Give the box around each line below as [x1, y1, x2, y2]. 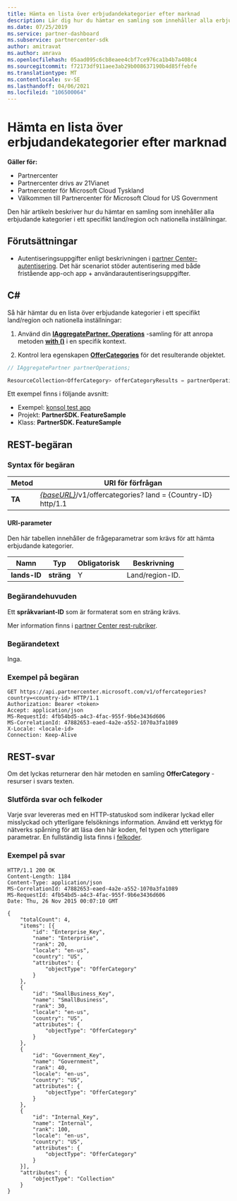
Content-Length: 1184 [7, 872, 71, 880]
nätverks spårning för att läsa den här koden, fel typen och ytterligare [7, 826, 209, 834]
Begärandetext [7, 639, 60, 649]
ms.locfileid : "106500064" [7, 89, 87, 96]
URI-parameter [7, 518, 52, 527]
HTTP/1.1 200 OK [7, 867, 55, 874]
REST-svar [7, 750, 55, 762]
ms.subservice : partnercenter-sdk [7, 37, 109, 44]
